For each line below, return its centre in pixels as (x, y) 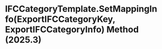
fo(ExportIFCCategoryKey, (60, 19)
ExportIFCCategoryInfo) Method (72, 30)
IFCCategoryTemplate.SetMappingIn (81, 9)
